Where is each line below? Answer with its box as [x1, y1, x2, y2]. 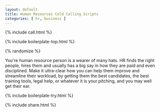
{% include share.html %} [5, 102, 57, 108]
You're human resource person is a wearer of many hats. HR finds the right [5, 58, 155, 64]
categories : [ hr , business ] [5, 16, 66, 21]
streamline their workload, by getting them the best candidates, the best [5, 73, 149, 79]
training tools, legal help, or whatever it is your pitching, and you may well [5, 78, 152, 84]
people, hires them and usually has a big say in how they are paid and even [5, 63, 155, 68]
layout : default [5, 7, 38, 12]
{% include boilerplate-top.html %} [5, 39, 75, 45]
